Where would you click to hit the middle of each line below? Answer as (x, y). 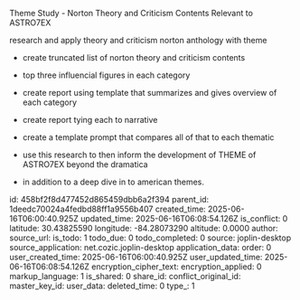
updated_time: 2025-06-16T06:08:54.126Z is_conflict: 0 (184, 219)
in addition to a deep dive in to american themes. (113, 182)
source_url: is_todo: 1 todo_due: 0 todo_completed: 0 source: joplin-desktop (150, 238)
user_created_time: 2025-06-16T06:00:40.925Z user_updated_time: (136, 257)
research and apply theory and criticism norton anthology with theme (138, 40)
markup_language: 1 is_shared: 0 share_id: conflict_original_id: (125, 276)
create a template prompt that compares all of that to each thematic (148, 137)
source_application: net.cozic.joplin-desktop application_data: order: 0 (141, 247)
